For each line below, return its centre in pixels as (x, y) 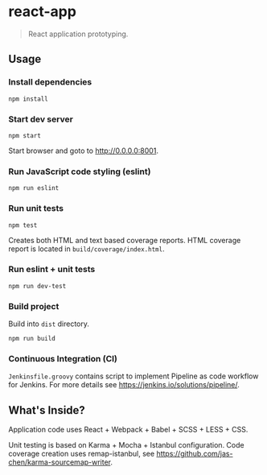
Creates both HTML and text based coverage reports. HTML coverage (125, 240)
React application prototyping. (78, 34)
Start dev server (41, 119)
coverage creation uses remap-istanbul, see (82, 454)
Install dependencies (50, 82)
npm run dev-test (37, 286)
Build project (34, 306)
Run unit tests (36, 209)
